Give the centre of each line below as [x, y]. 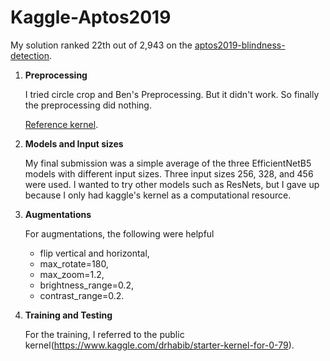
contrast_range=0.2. [82, 295]
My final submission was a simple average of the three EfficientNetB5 [168, 163]
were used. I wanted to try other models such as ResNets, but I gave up [172, 184]
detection [30, 55]
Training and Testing [68, 315]
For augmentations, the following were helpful [119, 233]
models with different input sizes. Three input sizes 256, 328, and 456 [169, 173]
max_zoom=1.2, [72, 274]
